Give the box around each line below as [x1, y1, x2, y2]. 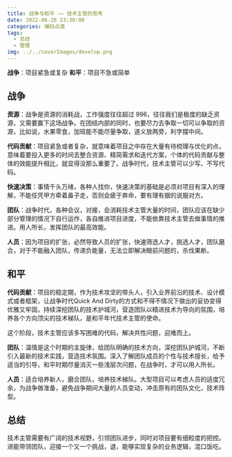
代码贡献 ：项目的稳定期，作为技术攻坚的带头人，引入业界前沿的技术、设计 [7, 287, 219, 296]
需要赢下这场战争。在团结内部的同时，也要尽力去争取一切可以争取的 [25, 119, 219, 127]
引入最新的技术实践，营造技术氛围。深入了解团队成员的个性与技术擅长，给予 [7, 352, 225, 360]
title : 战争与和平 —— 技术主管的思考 [7, 10, 104, 17]
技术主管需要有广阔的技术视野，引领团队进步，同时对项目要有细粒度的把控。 [7, 434, 225, 442]
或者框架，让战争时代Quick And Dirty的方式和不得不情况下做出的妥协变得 [12, 296, 222, 305]
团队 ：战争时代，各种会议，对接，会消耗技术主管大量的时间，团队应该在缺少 [7, 205, 225, 214]
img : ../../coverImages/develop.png [7, 49, 113, 56]
